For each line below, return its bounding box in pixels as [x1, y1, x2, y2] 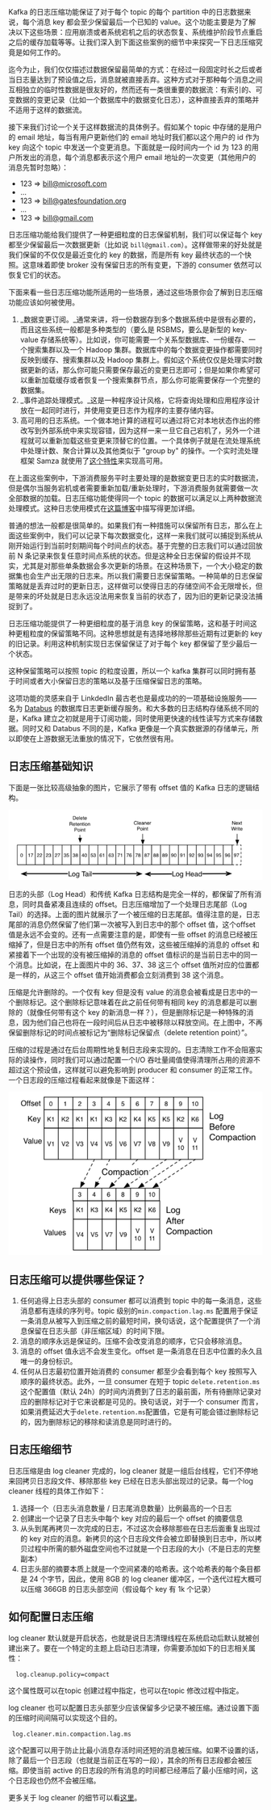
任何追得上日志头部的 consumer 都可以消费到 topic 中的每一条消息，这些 [19, 1295, 262, 1305]
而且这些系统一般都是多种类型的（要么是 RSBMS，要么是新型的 [19, 325, 231, 334]
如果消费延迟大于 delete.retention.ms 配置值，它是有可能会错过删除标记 [19, 1407, 259, 1416]
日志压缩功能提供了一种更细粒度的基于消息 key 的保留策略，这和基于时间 [8, 619, 250, 628]
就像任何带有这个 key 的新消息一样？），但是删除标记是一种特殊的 [29, 1007, 247, 1017]
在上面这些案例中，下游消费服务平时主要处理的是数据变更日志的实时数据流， [8, 474, 263, 482]
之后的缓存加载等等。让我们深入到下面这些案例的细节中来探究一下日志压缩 [8, 37, 256, 47]
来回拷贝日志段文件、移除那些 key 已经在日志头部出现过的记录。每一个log [8, 1475, 254, 1485]
